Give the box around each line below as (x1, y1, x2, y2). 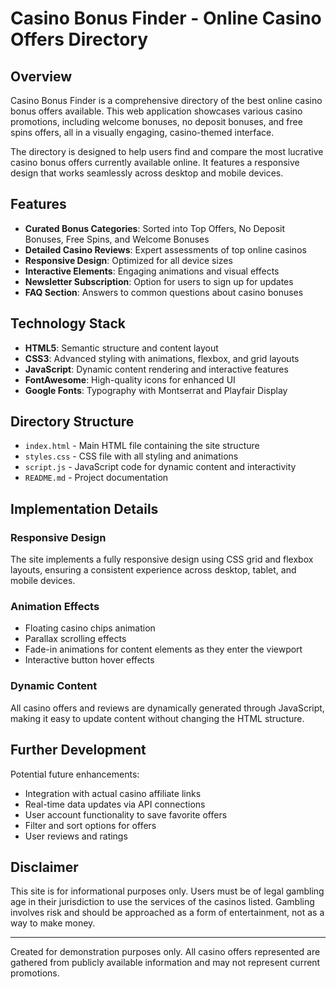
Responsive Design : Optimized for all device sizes (24, 254, 233, 266)
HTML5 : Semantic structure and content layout (24, 342, 219, 354)
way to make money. (10, 917, 96, 929)
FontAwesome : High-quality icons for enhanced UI (24, 373, 236, 386)
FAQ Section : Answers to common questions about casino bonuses (24, 286, 304, 298)
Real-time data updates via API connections (24, 798, 206, 810)
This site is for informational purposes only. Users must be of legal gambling (10, 885, 325, 897)
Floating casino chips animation (24, 622, 156, 634)
